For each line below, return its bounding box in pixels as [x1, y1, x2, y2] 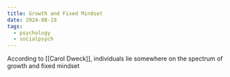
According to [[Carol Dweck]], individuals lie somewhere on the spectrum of [7, 54, 223, 63]
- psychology [13, 29, 51, 36]
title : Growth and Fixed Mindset [7, 10, 103, 17]
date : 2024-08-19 [7, 16, 57, 23]
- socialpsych [13, 36, 54, 43]
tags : [7, 23, 23, 30]
